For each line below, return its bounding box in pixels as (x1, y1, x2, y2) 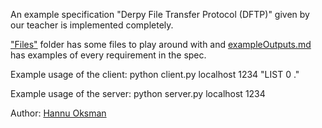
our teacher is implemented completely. (10, 19, 174, 31)
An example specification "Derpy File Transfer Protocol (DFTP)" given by (10, 9, 310, 20)
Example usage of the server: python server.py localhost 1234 (10, 88, 266, 99)
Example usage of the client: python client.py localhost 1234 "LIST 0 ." (10, 69, 300, 80)
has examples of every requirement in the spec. (10, 49, 207, 61)
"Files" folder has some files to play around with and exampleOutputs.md (10, 39, 312, 50)
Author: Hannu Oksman (10, 107, 107, 119)
